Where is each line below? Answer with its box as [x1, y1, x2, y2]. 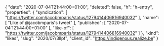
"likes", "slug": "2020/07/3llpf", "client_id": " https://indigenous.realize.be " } [5, 35, 159, 41]
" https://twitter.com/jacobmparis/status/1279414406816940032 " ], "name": [5, 15, 159, 20]
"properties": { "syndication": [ [5, 9, 68, 15]
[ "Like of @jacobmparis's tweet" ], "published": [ [5, 20, 106, 25]
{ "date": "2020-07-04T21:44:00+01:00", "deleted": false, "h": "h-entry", [5, 4, 153, 10]
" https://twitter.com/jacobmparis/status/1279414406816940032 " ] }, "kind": [5, 30, 160, 36]
